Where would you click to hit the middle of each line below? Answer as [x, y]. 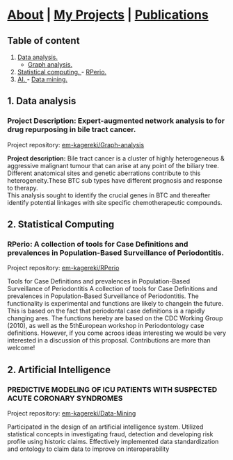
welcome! [21, 348]
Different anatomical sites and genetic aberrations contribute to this [104, 173]
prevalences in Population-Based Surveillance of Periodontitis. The [103, 296]
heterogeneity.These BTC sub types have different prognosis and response [115, 180]
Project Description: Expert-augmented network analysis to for [116, 121]
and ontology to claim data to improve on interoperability [88, 449]
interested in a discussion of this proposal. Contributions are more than [109, 340]
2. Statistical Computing [61, 225]
